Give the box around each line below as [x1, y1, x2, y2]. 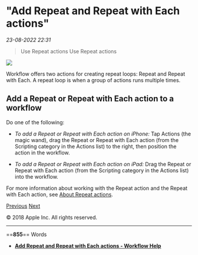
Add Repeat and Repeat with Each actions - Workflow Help [14, 242, 161, 249]
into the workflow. [14, 173, 59, 180]
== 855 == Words [6, 231, 47, 238]
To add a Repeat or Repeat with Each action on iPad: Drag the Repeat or [14, 160, 192, 167]
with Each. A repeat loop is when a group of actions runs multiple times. [6, 76, 181, 83]
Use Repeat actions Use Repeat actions [20, 47, 117, 54]
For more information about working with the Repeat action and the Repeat [6, 185, 187, 192]
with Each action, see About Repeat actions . [6, 191, 113, 198]
